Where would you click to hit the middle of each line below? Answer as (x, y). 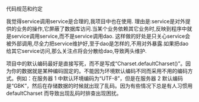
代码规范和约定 (24, 9)
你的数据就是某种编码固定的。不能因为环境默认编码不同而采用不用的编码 (99, 71)
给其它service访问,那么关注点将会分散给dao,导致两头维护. (76, 51)
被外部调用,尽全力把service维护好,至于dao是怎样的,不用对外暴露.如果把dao (97, 44)
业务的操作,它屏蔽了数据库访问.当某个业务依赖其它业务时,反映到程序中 (102, 29)
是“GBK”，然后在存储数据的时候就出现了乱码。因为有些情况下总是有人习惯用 (99, 86)
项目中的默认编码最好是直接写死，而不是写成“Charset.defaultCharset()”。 (96, 63)
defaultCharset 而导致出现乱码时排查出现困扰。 (64, 93)
